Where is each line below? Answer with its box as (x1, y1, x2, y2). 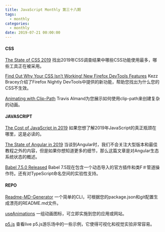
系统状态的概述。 (5, 154, 40, 160)
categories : (5, 21, 30, 26)
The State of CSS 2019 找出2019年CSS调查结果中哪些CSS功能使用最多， (5, 57, 153, 63)
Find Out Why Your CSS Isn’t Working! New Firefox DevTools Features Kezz (5, 73, 158, 79)
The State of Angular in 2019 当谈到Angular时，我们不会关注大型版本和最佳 (5, 142, 158, 148)
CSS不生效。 (5, 85, 32, 91)
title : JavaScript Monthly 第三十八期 (5, 7, 81, 12)
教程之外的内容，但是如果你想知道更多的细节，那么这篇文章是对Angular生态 (5, 148, 159, 154)
